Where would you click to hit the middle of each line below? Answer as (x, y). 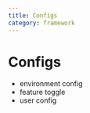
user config (38, 100)
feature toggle (42, 92)
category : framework (42, 23)
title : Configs (33, 15)
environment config (51, 84)
